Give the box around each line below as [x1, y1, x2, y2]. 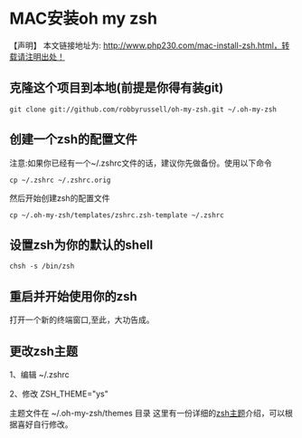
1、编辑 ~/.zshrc [9, 369, 70, 380]
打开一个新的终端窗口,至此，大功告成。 [9, 314, 156, 326]
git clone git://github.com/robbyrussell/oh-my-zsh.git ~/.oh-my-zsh [9, 105, 278, 114]
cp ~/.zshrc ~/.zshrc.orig [9, 176, 111, 185]
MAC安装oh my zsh [9, 8, 158, 29]
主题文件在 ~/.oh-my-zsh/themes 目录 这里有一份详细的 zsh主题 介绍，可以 [9, 408, 286, 418]
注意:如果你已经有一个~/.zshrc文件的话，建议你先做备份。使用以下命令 [9, 157, 273, 168]
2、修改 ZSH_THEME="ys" [9, 388, 109, 399]
